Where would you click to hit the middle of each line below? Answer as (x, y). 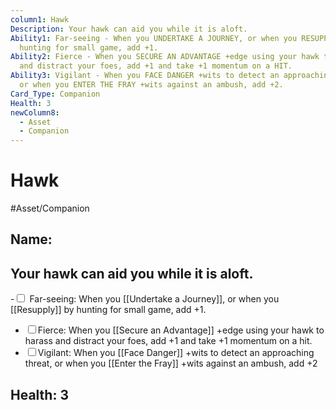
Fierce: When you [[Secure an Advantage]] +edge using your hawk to (181, 330)
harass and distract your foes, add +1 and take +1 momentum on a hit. (168, 341)
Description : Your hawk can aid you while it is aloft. (129, 29)
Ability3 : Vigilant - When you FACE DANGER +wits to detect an (145, 76)
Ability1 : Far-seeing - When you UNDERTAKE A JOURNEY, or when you (154, 38)
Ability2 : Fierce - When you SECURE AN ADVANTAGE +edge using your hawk (165, 57)
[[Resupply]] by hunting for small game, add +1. (108, 310)
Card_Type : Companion (55, 94)
